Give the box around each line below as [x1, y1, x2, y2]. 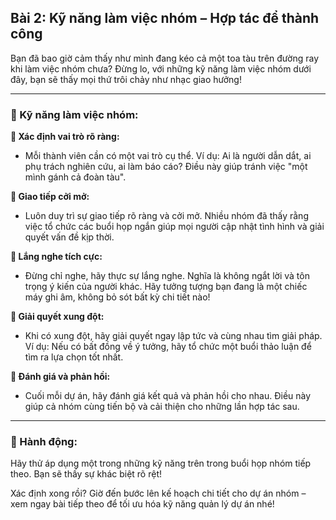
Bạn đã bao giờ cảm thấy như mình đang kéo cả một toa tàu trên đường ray [10, 52, 319, 64]
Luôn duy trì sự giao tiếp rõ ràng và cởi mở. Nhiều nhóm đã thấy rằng [24, 210, 309, 222]
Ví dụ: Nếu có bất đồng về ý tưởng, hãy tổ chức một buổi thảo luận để [24, 341, 312, 353]
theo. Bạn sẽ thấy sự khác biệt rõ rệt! [10, 468, 163, 480]
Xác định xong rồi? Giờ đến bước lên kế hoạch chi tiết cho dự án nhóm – [10, 487, 307, 500]
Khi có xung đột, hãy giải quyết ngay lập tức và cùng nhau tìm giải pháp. [24, 330, 323, 342]
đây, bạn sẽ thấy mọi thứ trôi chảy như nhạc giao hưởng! [10, 73, 242, 85]
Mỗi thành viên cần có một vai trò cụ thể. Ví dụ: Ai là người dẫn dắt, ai [24, 150, 312, 162]
